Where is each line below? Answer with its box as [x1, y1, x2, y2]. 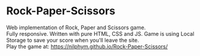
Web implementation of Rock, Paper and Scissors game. [6, 24, 146, 31]
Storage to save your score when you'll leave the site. [6, 36, 140, 43]
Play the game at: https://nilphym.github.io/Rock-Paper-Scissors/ [6, 43, 168, 50]
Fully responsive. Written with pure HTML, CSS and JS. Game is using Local [6, 30, 195, 37]
